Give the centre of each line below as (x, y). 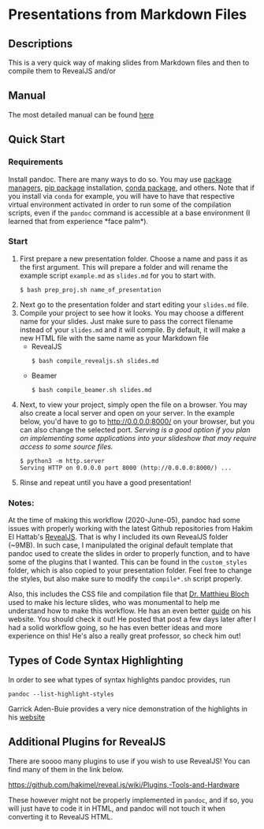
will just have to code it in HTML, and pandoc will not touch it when (117, 808)
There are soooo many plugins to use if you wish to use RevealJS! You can (129, 761)
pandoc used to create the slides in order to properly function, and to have (129, 554)
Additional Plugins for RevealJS (87, 742)
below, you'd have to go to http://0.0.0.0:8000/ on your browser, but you (137, 421)
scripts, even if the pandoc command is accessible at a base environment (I (129, 213)
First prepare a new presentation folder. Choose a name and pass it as (134, 259)
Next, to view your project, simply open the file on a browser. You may (134, 405)
